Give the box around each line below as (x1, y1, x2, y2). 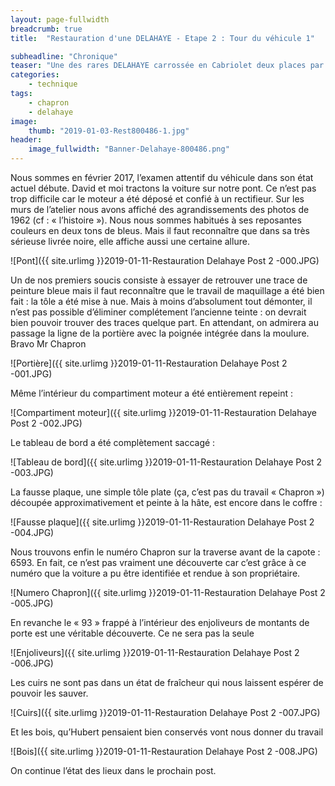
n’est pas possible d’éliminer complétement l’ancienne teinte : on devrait (10, 306, 307, 318)
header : (10, 135, 43, 145)
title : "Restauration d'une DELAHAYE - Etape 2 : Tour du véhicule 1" (10, 33, 315, 43)
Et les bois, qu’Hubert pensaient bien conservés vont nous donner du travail (10, 726, 324, 738)
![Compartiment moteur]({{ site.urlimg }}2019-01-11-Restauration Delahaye (10, 407, 317, 418)
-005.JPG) (10, 597, 54, 609)
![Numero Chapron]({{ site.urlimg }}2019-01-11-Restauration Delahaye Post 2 (10, 587, 326, 598)
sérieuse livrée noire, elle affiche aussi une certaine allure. (10, 236, 250, 247)
